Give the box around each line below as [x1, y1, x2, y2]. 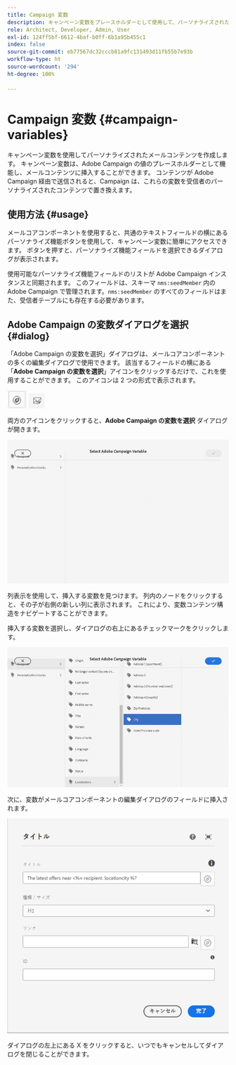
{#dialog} [7, 330, 51, 342]
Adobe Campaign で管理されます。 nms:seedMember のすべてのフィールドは [7, 287, 221, 296]
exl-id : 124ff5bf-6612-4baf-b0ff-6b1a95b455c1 [7, 34, 146, 41]
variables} [7, 126, 69, 143]
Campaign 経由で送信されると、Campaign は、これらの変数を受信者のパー [7, 177, 223, 185]
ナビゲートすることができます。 [19, 609, 112, 618]
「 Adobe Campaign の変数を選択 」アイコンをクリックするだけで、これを [7, 367, 220, 376]
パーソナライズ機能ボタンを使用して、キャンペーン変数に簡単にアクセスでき [7, 237, 228, 246]
